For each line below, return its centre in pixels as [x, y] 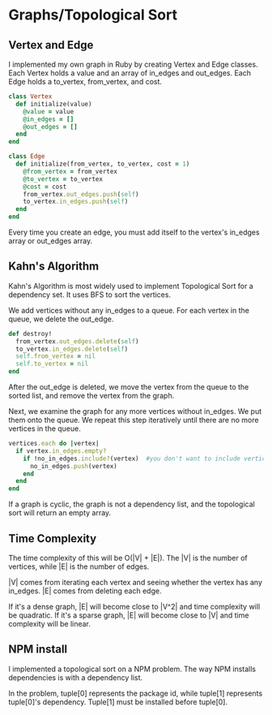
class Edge [27, 157]
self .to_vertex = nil [52, 364]
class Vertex [30, 97]
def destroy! [30, 334]
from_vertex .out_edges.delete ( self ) [77, 341]
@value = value [49, 111]
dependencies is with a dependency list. [76, 677]
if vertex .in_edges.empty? [61, 451]
